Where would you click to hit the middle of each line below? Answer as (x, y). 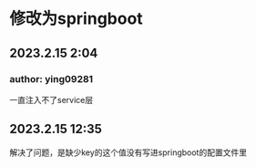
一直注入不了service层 (51, 99)
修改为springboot (76, 19)
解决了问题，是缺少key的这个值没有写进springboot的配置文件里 (128, 152)
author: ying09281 (51, 78)
